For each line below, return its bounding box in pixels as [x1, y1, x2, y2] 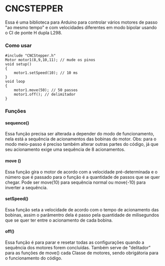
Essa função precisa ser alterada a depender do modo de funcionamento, [5, 131, 155, 137]
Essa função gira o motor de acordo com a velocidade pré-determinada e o [5, 168, 158, 175]
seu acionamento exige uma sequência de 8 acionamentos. [5, 146, 125, 153]
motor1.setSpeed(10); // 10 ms [14, 70, 78, 75]
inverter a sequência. [5, 184, 48, 190]
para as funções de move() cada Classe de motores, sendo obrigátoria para [5, 250, 159, 256]
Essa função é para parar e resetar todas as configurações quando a [5, 239, 144, 245]
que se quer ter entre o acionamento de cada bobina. [5, 217, 113, 223]
